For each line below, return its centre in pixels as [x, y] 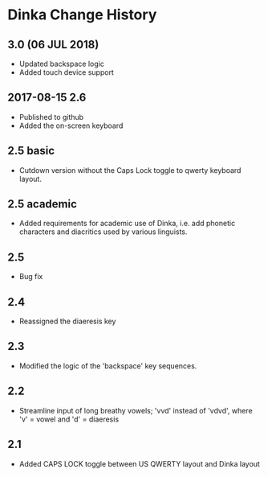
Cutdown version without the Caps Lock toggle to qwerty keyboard [130, 170]
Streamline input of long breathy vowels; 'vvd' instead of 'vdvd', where [136, 410]
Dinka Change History [82, 15]
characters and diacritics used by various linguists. [103, 232]
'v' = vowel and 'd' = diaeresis [69, 419]
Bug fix [31, 277]
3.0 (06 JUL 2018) [53, 45]
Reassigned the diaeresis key [67, 321]
